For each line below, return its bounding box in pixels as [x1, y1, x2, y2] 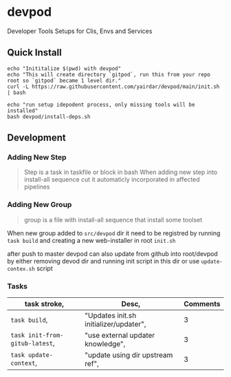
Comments [183, 299, 221, 309]
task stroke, [24, 299, 64, 309]
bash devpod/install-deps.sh [7, 113, 91, 120]
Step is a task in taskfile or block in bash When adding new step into [23, 168, 218, 176]
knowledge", [85, 339, 126, 349]
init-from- [27, 332, 64, 339]
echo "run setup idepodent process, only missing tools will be [7, 101, 195, 108]
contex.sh [7, 266, 36, 272]
